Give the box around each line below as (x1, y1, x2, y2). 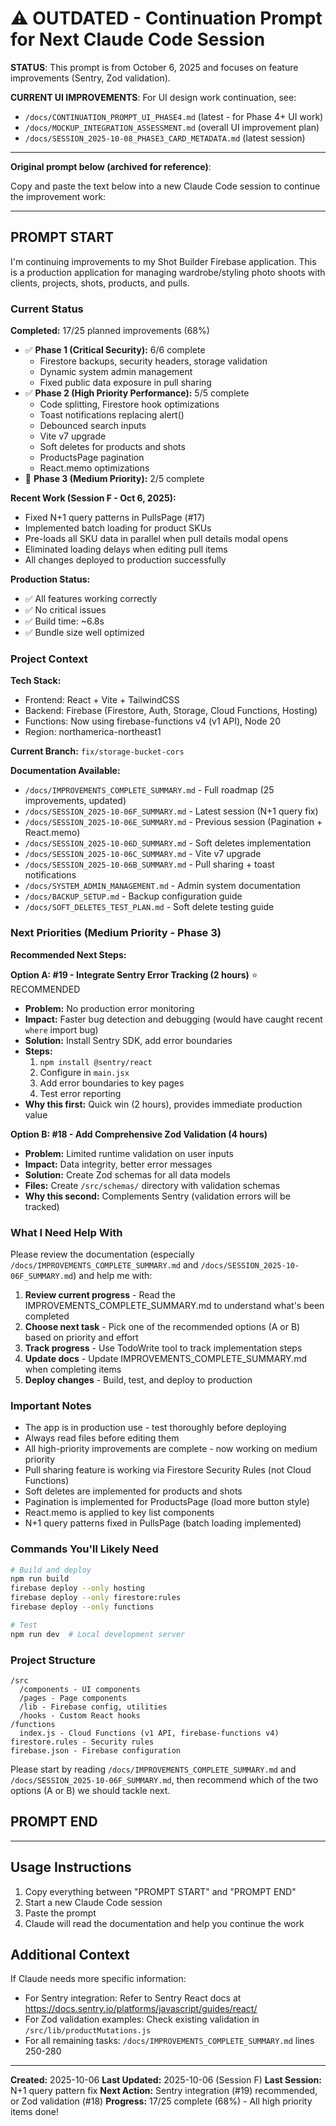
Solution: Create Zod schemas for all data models (24, 1168, 231, 1181)
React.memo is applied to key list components (24, 1507, 215, 1519)
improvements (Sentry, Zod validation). (10, 72, 171, 84)
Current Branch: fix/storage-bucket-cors (10, 745, 185, 757)
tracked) (24, 1200, 60, 1212)
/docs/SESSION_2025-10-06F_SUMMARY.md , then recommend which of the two (10, 1773, 319, 1786)
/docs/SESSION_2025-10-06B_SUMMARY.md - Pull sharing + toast (24, 858, 275, 871)
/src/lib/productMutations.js (24, 2026, 152, 2036)
